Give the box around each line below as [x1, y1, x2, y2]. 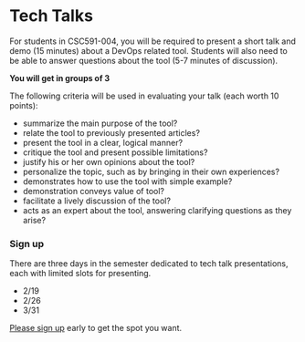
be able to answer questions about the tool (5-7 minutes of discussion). [9, 55, 279, 66]
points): [9, 99, 38, 110]
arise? [22, 214, 47, 225]
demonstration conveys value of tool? [22, 185, 164, 196]
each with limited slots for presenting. [9, 268, 152, 279]
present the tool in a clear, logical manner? [22, 137, 184, 148]
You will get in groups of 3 [9, 72, 110, 83]
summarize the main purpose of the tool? [22, 118, 178, 129]
